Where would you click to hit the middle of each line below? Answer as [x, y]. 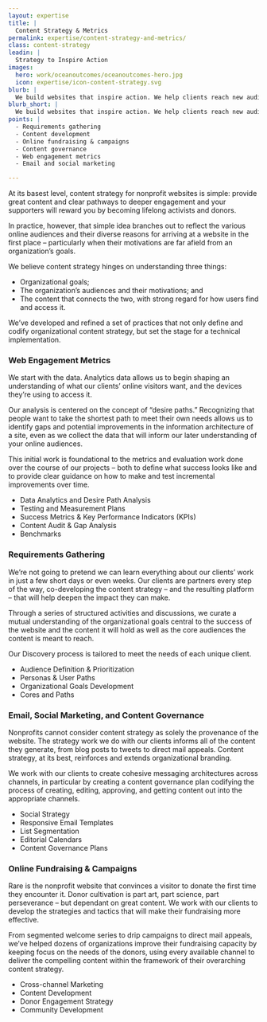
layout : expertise [39, 16]
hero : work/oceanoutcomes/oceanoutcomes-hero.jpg [99, 75]
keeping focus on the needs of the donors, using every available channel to [132, 952]
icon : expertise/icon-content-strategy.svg [88, 82]
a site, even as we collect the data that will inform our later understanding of [133, 436]
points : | [25, 119]
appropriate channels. [44, 799]
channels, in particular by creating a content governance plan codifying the [131, 782]
